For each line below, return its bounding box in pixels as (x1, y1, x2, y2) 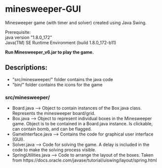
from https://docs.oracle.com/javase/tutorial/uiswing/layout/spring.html (12, 157, 157, 163)
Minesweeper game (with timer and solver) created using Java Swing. (5, 20, 147, 26)
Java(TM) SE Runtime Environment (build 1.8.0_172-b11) (5, 39, 116, 45)
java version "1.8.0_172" (5, 34, 53, 40)
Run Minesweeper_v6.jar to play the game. (5, 49, 94, 55)
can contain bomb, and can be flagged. (12, 126, 92, 132)
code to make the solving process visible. (12, 147, 97, 153)
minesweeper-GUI (5, 3, 81, 15)
